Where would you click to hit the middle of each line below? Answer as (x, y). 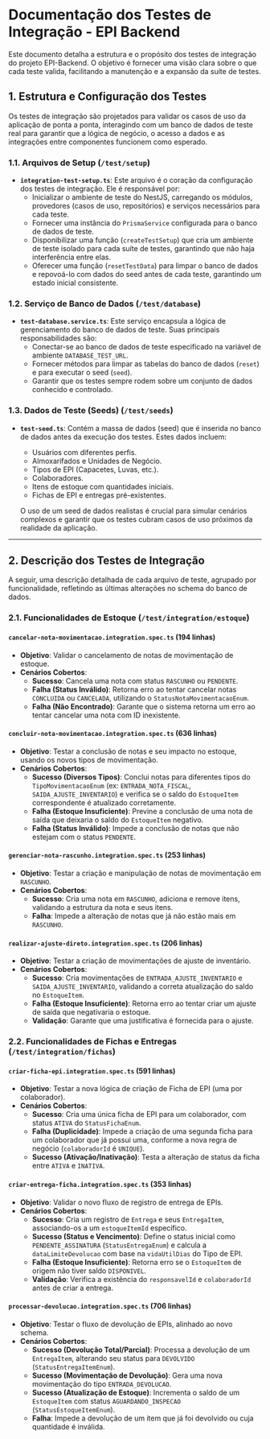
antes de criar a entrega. (73, 1288)
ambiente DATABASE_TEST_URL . (80, 355)
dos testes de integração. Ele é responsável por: (100, 189)
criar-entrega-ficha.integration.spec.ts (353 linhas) (100, 1184)
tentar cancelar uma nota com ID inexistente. (106, 715)
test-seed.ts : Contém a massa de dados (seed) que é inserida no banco (140, 428)
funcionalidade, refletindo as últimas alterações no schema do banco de (128, 589)
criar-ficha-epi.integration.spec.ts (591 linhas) (92, 1071)
